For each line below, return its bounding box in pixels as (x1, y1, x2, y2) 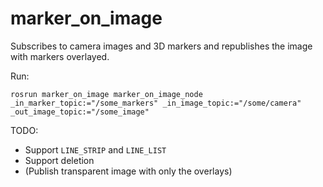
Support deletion (24, 154, 95, 166)
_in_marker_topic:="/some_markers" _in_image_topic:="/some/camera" (10, 98, 302, 108)
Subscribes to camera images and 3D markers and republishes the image (10, 40, 313, 52)
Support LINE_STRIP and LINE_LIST (24, 143, 167, 156)
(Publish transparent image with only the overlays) (24, 165, 233, 177)
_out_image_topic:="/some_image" (10, 107, 150, 117)
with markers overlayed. (10, 50, 110, 62)
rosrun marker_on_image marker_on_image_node (10, 89, 203, 99)
